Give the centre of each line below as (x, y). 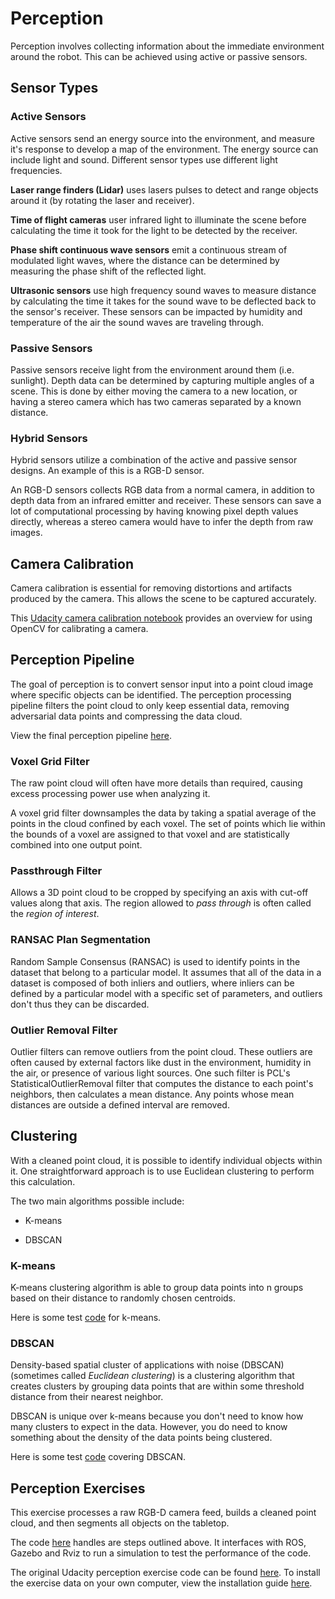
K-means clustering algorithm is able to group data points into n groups (157, 1288)
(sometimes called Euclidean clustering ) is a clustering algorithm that (152, 1376)
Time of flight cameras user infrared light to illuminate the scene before (158, 219)
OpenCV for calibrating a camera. (79, 629)
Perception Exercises (78, 1488)
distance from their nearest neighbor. (87, 1397)
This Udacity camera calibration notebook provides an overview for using (161, 618)
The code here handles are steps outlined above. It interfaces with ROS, (158, 1543)
